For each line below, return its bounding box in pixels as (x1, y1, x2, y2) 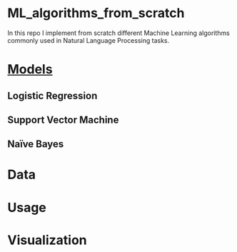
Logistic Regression (7, 89, 98, 101)
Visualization (7, 232, 87, 248)
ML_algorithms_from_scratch (7, 5, 185, 21)
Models (7, 61, 53, 78)
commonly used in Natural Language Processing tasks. (7, 36, 170, 44)
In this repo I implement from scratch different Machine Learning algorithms (7, 29, 230, 37)
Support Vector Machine (7, 114, 119, 126)
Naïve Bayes (7, 138, 64, 151)
